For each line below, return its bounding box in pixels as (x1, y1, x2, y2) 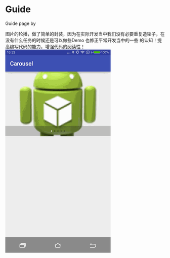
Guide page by (5, 20, 36, 26)
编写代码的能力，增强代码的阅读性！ (9, 43, 85, 49)
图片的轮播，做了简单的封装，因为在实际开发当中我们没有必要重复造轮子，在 (5, 30, 165, 37)
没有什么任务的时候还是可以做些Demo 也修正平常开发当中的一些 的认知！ (5, 37, 158, 43)
